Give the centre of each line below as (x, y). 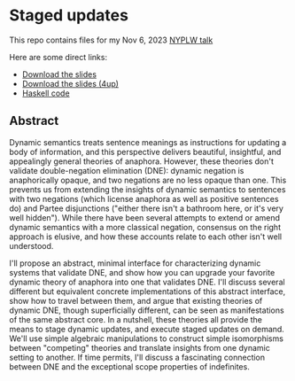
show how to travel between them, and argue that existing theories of (136, 300)
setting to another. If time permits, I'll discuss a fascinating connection (137, 357)
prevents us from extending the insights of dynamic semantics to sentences (147, 189)
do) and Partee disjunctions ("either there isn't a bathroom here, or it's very (146, 208)
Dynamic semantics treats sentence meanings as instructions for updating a (148, 142)
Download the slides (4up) (70, 83)
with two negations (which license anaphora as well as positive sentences (144, 198)
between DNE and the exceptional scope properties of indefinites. (129, 366)
